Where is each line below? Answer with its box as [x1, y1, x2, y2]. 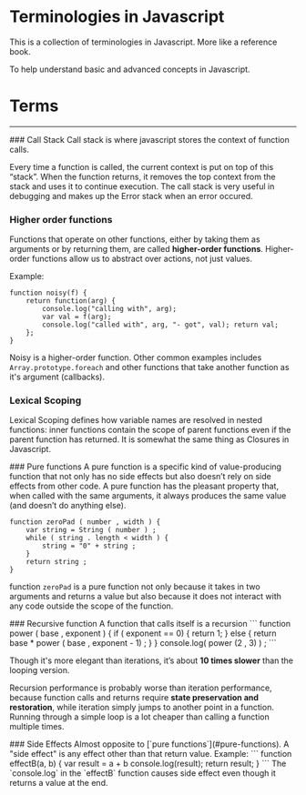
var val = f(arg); [42, 312, 112, 322]
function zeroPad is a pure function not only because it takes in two [9, 581, 261, 592]
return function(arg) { [25, 297, 117, 306]
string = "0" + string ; [42, 541, 137, 551]
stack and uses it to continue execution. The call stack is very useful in [9, 180, 275, 192]
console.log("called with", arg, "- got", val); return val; [42, 320, 280, 329]
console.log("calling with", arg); [42, 305, 178, 314]
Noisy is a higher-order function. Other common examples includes [9, 352, 262, 363]
